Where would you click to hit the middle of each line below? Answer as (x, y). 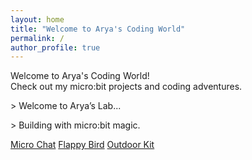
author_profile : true (55, 47)
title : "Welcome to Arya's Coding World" (98, 29)
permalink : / (37, 38)
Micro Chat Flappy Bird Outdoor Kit (82, 145)
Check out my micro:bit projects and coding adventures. (126, 87)
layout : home (37, 19)
